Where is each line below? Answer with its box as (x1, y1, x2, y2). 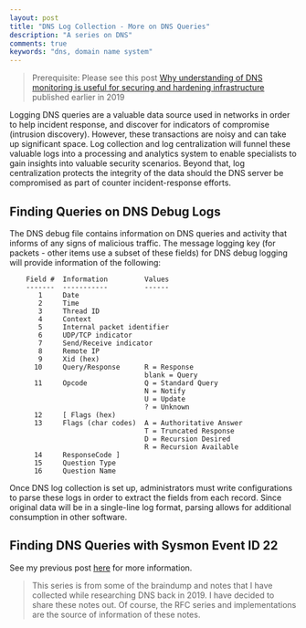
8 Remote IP (37, 346, 100, 356)
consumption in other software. (9, 511, 128, 522)
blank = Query (144, 371, 198, 380)
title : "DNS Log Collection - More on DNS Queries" (9, 22, 210, 31)
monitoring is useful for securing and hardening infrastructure (31, 82, 265, 93)
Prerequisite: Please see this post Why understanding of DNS (31, 72, 263, 83)
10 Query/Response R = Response (33, 362, 195, 372)
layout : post (9, 13, 59, 23)
